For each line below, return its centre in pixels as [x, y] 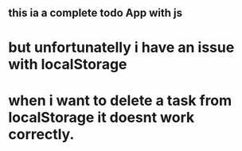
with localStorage [68, 64]
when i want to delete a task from [120, 101]
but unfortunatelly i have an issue [121, 47]
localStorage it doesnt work [101, 117]
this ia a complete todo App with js [96, 13]
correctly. [41, 134]
